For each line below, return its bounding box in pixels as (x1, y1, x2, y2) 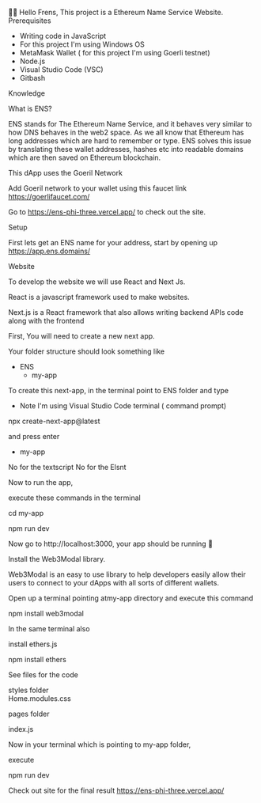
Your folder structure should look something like (8, 347, 165, 356)
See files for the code (8, 670, 79, 680)
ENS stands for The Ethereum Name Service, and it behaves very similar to (8, 119, 252, 128)
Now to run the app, (8, 478, 74, 487)
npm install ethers (8, 655, 67, 664)
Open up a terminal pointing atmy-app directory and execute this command (8, 593, 254, 603)
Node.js (19, 56, 46, 66)
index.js (8, 725, 34, 733)
